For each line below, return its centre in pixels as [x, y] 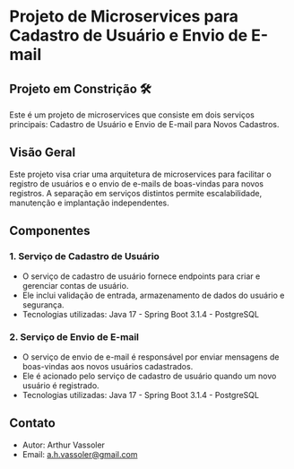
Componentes [50, 231]
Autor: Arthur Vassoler [64, 445]
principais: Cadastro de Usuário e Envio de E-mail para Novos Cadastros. [144, 124]
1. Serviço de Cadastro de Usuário [84, 256]
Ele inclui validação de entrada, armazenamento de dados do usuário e [153, 295]
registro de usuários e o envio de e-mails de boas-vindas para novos [137, 183]
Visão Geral [43, 153]
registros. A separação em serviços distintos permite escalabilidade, [136, 193]
